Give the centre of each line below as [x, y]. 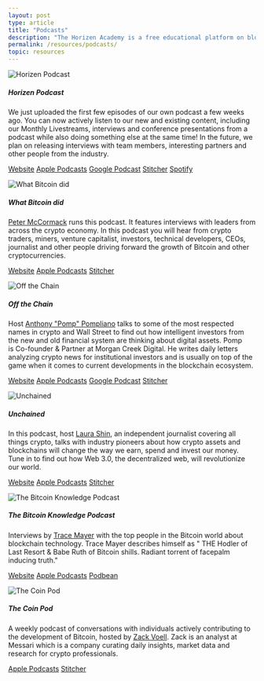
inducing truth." [33, 560]
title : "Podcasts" [38, 30]
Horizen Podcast [36, 92]
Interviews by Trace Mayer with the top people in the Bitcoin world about [126, 535]
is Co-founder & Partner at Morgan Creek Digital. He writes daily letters [123, 348]
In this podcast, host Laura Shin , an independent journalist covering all [122, 434]
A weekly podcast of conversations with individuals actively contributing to [130, 628]
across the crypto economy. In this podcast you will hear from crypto [120, 230]
